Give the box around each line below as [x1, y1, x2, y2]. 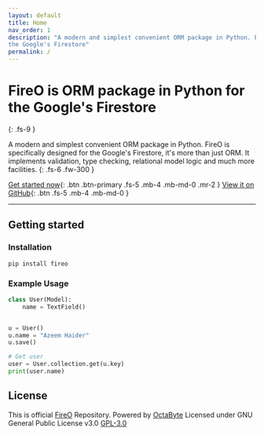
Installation [8, 242, 53, 253]
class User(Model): [8, 295, 72, 303]
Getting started [8, 218, 85, 232]
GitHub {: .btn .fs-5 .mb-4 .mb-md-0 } [8, 188, 130, 197]
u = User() [8, 324, 44, 332]
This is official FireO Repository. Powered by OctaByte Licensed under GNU [8, 410, 253, 419]
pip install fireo [8, 260, 68, 268]
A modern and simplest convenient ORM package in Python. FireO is [8, 139, 230, 149]
